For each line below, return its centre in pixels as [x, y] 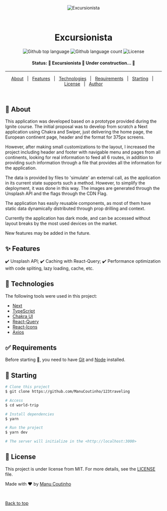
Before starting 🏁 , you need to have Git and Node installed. [65, 360]
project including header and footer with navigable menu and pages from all [83, 152]
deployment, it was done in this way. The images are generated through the [83, 188]
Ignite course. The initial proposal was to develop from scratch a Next [76, 126]
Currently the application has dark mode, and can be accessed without [78, 218]
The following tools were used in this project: [51, 296]
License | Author [83, 84]
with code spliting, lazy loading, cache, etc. [49, 268]
